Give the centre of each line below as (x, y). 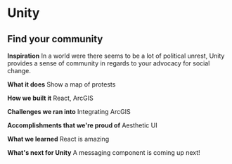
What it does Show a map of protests (62, 84)
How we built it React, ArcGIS (50, 98)
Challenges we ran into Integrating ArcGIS (69, 112)
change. (19, 71)
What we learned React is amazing (58, 139)
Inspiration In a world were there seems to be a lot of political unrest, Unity (116, 56)
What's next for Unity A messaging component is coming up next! (104, 152)
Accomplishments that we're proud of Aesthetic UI (82, 125)
